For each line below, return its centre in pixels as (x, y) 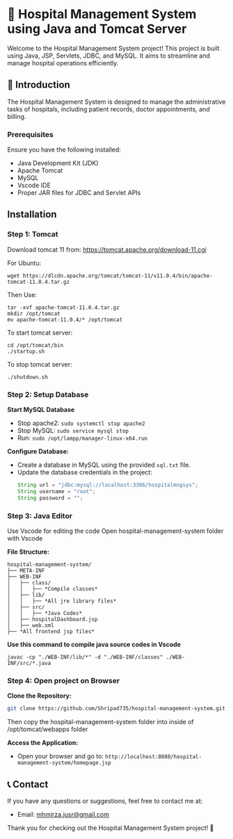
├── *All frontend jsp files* (51, 631)
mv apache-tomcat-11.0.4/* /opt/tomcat (65, 319)
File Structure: (29, 552)
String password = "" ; (50, 498)
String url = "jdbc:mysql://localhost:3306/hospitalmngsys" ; (108, 485)
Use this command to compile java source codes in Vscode (94, 644)
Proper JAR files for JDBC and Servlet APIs (79, 193)
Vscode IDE (34, 185)
